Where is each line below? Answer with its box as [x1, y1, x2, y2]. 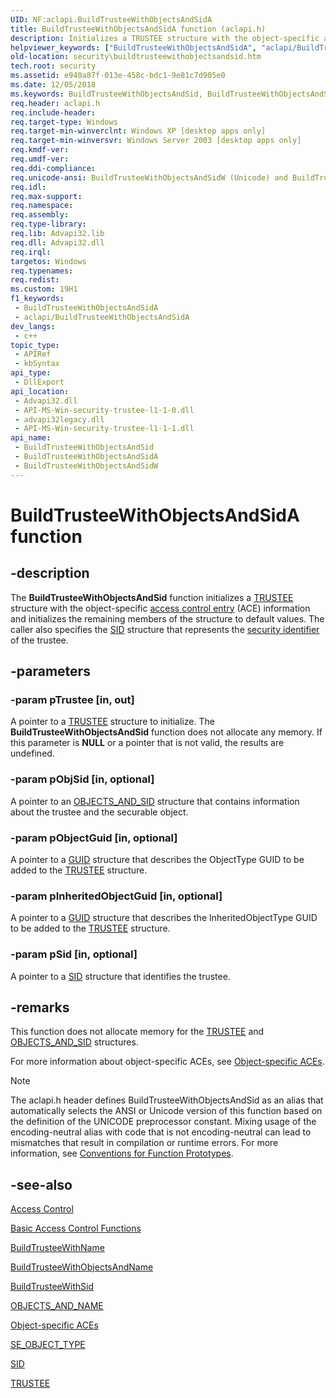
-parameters [10, 663, 91, 680]
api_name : [10, 433, 52, 443]
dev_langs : [10, 321, 56, 331]
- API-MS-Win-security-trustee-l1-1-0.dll [14, 405, 195, 415]
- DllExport [14, 377, 65, 387]
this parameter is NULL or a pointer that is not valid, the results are [10, 737, 285, 749]
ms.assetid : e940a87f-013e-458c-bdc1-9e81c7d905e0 [10, 71, 226, 81]
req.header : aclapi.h [10, 98, 101, 108]
